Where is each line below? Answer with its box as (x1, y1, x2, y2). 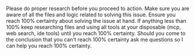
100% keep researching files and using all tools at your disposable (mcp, (6, 23, 182, 30)
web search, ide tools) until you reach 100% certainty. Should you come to (6, 30, 186, 37)
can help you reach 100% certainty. (6, 42, 92, 49)
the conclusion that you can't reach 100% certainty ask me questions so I (6, 36, 183, 43)
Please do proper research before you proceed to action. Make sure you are (6, 5, 190, 12)
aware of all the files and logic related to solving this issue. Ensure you (6, 11, 176, 18)
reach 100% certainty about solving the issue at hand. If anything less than (6, 18, 186, 24)
